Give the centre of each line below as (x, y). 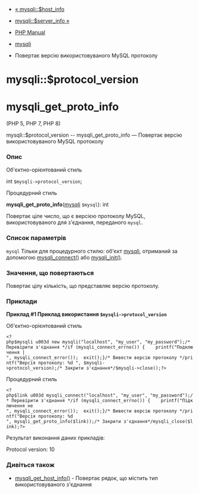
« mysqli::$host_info (39, 9)
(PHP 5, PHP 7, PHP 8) (33, 124)
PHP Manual (30, 32)
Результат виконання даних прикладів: (56, 438)
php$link (17, 395)
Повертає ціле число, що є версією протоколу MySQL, (76, 216)
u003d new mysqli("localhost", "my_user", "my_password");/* (113, 342)
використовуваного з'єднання (53, 484)
